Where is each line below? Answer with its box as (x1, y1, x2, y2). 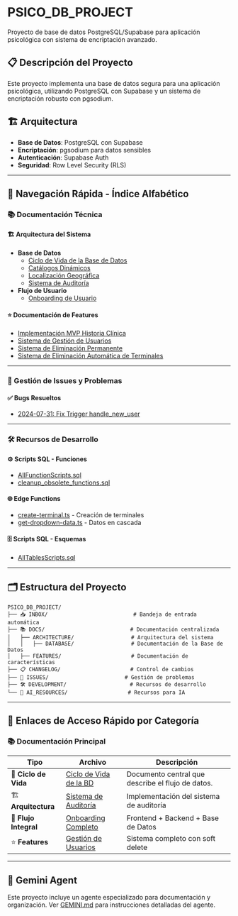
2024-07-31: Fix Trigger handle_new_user (17, 409, 140, 419)
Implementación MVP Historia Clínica (17, 329, 126, 338)
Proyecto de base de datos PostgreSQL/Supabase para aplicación (7, 28, 200, 36)
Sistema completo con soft (126, 834, 216, 844)
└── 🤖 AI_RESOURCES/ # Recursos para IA (7, 689, 186, 696)
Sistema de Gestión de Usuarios (17, 336, 112, 345)
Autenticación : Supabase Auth (17, 153, 109, 162)
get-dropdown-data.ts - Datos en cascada (17, 518, 142, 526)
